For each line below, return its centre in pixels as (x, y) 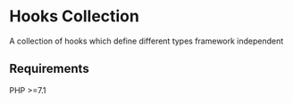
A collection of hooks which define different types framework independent (146, 41)
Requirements (49, 69)
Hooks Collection (75, 16)
